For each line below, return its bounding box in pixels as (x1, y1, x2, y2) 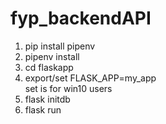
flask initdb (24, 93, 71, 105)
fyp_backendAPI (10, 7, 152, 30)
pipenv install (24, 50, 80, 62)
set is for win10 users (24, 82, 113, 94)
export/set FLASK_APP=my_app (24, 72, 157, 84)
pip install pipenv (24, 40, 96, 52)
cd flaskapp (24, 61, 74, 73)
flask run (24, 103, 62, 116)
